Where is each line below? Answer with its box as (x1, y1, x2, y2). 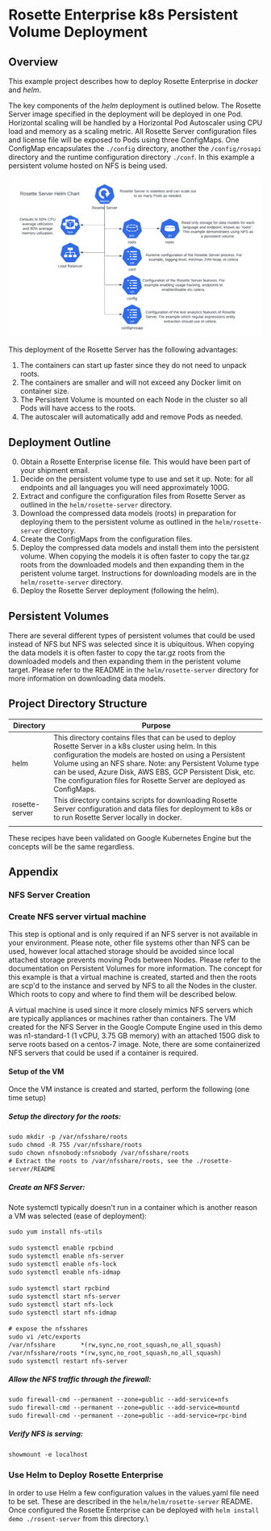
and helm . (8, 85, 42, 95)
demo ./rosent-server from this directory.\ (8, 1513, 149, 1523)
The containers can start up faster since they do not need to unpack (19, 361, 248, 370)
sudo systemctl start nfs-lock (8, 1301, 114, 1309)
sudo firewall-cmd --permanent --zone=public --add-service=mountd (8, 1404, 240, 1412)
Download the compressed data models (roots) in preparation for (19, 508, 236, 518)
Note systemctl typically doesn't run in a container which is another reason (8, 1203, 258, 1213)
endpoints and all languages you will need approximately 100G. (19, 483, 230, 492)
